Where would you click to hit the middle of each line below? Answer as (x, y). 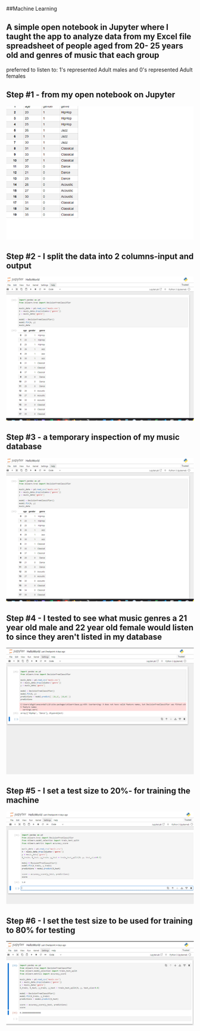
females (16, 76)
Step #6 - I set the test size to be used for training (99, 921)
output (19, 266)
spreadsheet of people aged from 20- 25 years (95, 46)
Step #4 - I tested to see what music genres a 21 (97, 618)
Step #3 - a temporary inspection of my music (93, 437)
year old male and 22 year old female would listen (100, 628)
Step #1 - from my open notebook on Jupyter (91, 95)
